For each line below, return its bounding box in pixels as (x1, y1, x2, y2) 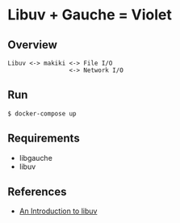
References (7, 185, 67, 199)
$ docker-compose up (7, 109, 77, 118)
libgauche (19, 153, 53, 162)
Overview (7, 38, 58, 52)
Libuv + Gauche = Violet (7, 6, 173, 24)
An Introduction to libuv (19, 206, 98, 216)
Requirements (7, 132, 80, 145)
